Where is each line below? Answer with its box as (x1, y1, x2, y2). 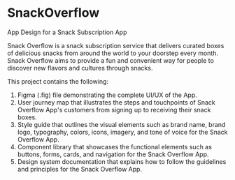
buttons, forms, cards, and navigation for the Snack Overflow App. (17, 150, 209, 158)
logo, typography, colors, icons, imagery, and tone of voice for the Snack (17, 128, 228, 136)
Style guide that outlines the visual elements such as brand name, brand (17, 120, 226, 128)
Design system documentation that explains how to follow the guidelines (17, 157, 227, 165)
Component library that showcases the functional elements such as (17, 142, 212, 151)
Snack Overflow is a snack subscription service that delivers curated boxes (7, 41, 225, 50)
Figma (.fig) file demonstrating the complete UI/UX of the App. (17, 91, 197, 99)
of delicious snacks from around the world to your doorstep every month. (7, 49, 219, 57)
